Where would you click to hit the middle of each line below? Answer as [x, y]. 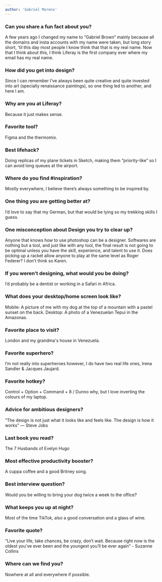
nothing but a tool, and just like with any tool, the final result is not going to [79, 245]
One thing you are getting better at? [48, 201]
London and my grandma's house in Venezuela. [52, 340]
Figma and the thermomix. [31, 137]
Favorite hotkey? [25, 381]
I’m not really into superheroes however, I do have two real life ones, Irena [79, 364]
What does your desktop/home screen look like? [63, 296]
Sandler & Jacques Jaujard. [32, 369]
